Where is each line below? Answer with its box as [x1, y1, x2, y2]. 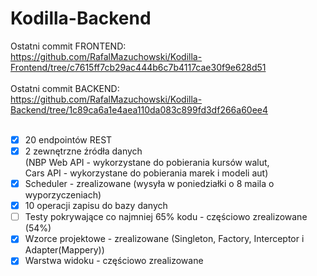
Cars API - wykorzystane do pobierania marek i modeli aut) [24, 167, 269, 179]
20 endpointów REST [24, 133, 113, 146]
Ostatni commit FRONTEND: [10, 40, 127, 52]
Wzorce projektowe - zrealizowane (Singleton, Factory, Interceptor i [24, 233, 305, 245]
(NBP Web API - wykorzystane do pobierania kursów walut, [24, 157, 270, 169]
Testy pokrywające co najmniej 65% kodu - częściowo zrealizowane [24, 211, 308, 223]
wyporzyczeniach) [24, 189, 102, 201]
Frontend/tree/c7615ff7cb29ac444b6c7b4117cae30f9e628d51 [10, 61, 267, 73]
